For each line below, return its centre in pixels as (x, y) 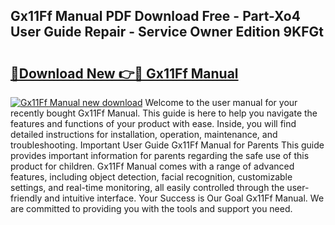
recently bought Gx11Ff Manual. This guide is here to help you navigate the (164, 113)
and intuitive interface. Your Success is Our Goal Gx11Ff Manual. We (184, 198)
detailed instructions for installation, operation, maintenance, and (144, 134)
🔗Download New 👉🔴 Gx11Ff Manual (124, 73)
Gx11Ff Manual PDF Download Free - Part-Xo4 (155, 16)
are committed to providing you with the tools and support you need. (151, 208)
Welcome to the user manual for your (221, 102)
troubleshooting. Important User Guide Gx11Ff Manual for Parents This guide (167, 145)
